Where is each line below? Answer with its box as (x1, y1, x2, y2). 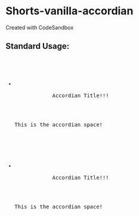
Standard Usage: (5, 41, 70, 51)
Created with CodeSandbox (5, 24, 74, 31)
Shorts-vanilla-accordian (5, 4, 134, 18)
